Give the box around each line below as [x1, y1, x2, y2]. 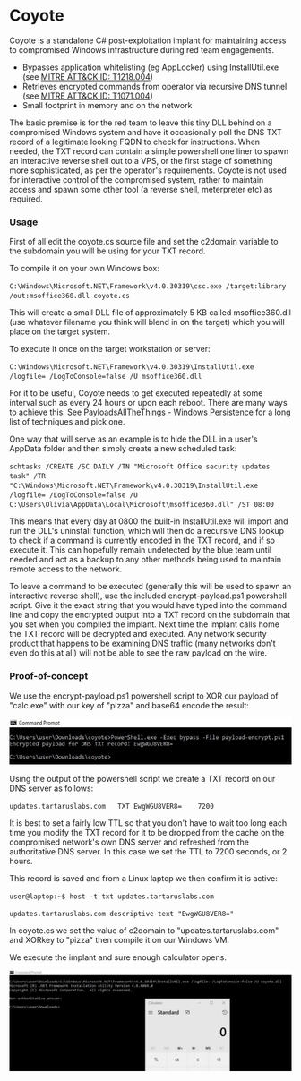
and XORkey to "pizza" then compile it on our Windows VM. [9, 934, 230, 945]
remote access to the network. [9, 563, 123, 574]
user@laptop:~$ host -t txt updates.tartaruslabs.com [9, 892, 215, 901]
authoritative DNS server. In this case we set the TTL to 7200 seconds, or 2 [9, 845, 288, 856]
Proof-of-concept [9, 670, 89, 682]
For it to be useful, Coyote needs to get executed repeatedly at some [9, 388, 263, 399]
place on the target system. [9, 326, 110, 337]
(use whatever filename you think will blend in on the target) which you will [9, 317, 285, 328]
